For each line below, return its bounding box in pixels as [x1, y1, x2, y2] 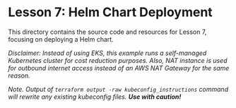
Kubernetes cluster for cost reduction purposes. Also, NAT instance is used [8, 56, 228, 64]
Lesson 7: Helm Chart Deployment [8, 4, 213, 20]
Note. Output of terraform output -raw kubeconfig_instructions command [8, 85, 229, 93]
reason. [8, 71, 30, 80]
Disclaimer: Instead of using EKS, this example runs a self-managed [8, 49, 207, 57]
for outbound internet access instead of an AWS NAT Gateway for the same [8, 64, 230, 72]
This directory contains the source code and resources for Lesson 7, [8, 28, 207, 36]
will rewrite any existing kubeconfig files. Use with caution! [8, 92, 182, 101]
